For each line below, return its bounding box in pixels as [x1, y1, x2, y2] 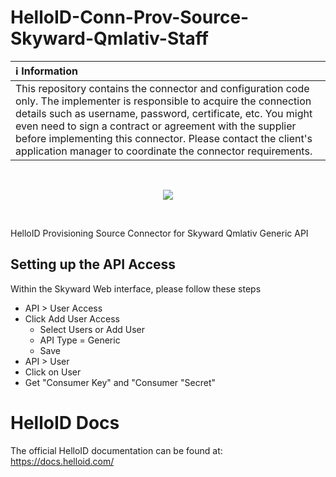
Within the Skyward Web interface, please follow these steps [10, 282, 262, 295]
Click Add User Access [24, 312, 120, 325]
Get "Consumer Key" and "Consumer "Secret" [24, 376, 217, 388]
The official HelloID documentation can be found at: [10, 444, 223, 456]
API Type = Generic [39, 334, 121, 346]
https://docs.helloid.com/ [10, 455, 115, 467]
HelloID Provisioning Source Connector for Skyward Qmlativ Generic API [10, 227, 309, 239]
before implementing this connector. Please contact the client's [15, 131, 313, 145]
